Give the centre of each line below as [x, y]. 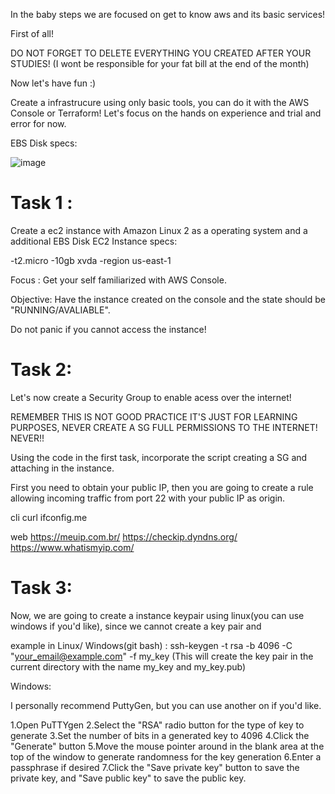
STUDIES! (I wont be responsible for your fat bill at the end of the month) [160, 63]
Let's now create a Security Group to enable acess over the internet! [151, 397]
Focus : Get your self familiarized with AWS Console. [118, 280]
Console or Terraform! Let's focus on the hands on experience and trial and [166, 113]
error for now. [38, 123]
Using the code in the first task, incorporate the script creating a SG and [159, 457]
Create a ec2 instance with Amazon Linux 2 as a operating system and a [159, 230]
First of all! [32, 33]
